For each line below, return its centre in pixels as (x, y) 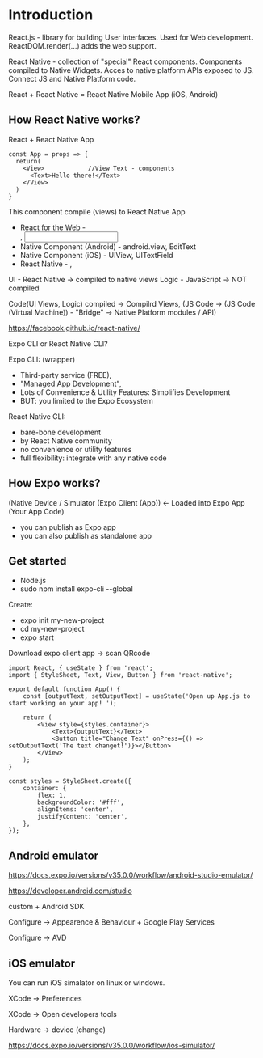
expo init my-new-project (62, 620)
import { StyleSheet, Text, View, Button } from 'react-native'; (120, 675)
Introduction (51, 15)
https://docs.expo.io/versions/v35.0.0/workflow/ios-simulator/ (112, 1045)
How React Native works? (74, 120)
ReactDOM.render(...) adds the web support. (83, 45)
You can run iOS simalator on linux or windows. (87, 983)
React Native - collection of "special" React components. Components (125, 61)
